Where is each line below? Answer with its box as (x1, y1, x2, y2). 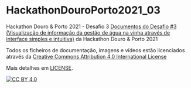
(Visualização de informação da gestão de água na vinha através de (6, 29, 170, 36)
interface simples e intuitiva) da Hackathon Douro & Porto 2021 (6, 35, 158, 42)
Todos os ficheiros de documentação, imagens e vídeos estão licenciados (6, 46, 185, 53)
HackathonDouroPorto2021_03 (6, 4, 161, 17)
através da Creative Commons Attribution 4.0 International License (6, 53, 167, 60)
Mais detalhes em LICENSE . (6, 64, 73, 71)
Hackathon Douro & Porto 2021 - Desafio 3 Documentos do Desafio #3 (6, 23, 177, 30)
